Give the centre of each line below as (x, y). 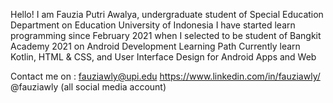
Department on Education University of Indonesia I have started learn (153, 25)
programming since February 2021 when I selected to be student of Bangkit (166, 35)
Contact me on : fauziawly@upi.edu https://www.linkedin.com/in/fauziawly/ (165, 76)
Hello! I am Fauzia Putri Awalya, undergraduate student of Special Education (167, 14)
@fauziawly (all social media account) (88, 87)
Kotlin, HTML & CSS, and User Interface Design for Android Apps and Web (163, 57)
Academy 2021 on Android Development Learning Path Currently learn (155, 46)
